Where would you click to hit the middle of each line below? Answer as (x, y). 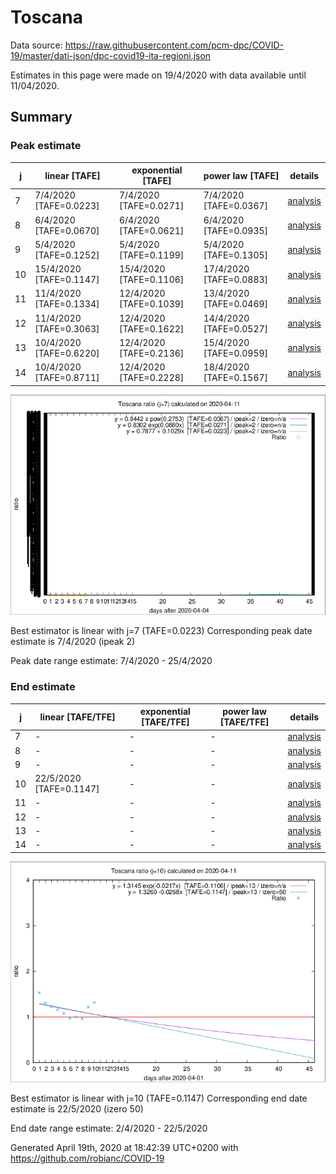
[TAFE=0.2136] (151, 353)
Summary (41, 117)
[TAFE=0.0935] (236, 230)
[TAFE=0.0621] (151, 230)
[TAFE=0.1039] (151, 304)
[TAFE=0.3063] (67, 328)
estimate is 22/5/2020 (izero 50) (77, 1108)
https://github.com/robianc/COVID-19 (87, 1158)
